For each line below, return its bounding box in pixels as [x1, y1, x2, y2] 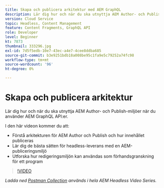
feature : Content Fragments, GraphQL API [5, 26, 91, 30]
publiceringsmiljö [12, 148, 47, 154]
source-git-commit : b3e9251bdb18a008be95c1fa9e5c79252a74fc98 [5, 53, 134, 58]
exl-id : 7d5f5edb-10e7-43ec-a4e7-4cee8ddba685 [5, 48, 102, 53]
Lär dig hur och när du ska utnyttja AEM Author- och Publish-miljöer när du [5, 108, 156, 114]
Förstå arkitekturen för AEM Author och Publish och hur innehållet [12, 132, 145, 138]
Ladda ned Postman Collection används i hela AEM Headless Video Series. [5, 177, 157, 183]
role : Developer [5, 30, 38, 35]
